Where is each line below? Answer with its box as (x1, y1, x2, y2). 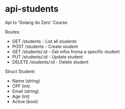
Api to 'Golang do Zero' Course (5, 19, 68, 25)
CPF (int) (12, 83, 30, 89)
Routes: (5, 29, 20, 35)
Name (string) (12, 78, 40, 84)
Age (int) (12, 93, 30, 99)
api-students (5, 3, 59, 15)
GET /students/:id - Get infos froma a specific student (12, 49, 120, 54)
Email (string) (12, 88, 39, 94)
